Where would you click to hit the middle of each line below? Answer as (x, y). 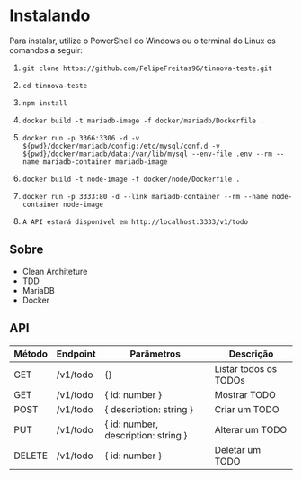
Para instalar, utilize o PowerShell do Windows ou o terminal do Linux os (142, 41)
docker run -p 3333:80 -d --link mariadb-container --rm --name (145, 196)
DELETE (31, 456)
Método (31, 354)
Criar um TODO (247, 409)
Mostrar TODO (245, 394)
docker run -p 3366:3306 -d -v (81, 138)
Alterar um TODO (251, 429)
